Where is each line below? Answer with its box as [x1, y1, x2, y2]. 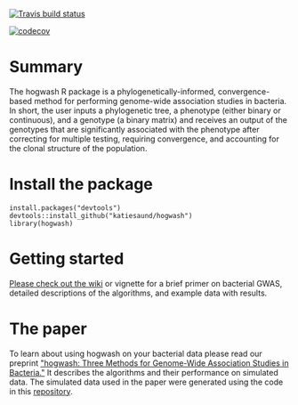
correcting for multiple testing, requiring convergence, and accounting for [9, 134, 280, 144]
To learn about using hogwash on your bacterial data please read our [9, 348, 262, 359]
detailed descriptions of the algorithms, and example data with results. [9, 288, 268, 298]
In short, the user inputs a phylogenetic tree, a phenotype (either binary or [9, 105, 282, 116]
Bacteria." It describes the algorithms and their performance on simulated [9, 367, 278, 377]
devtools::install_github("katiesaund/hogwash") [9, 211, 193, 220]
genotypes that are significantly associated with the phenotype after [9, 124, 260, 134]
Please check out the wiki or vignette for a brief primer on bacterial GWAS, [9, 278, 283, 288]
